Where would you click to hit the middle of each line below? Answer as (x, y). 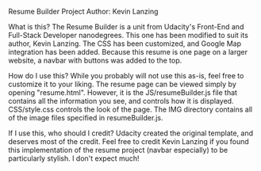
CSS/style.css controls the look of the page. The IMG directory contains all (130, 109)
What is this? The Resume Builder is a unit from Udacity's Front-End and (126, 27)
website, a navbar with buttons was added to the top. (95, 60)
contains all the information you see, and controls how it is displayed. (121, 101)
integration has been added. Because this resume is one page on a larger (128, 52)
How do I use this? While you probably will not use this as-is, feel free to (126, 76)
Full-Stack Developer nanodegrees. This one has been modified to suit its (128, 35)
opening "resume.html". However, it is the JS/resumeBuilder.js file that (123, 93)
